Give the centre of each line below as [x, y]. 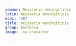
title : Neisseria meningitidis [37, 23]
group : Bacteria [22, 28]
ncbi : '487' [17, 18]
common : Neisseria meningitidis [38, 9]
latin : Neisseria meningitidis [37, 14]
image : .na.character [27, 32]
